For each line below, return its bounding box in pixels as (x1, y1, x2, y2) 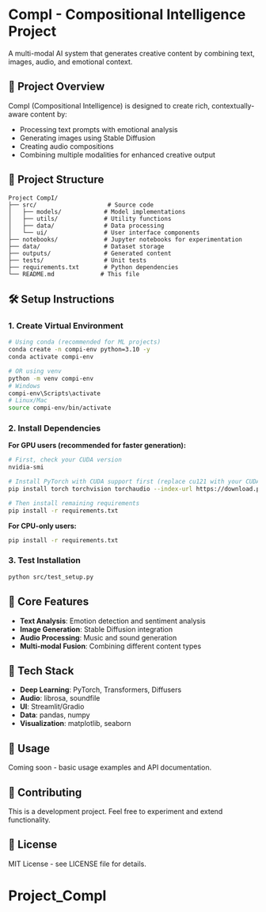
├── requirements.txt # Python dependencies (8, 263, 179, 271)
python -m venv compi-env (8, 374, 93, 382)
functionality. (8, 815, 51, 824)
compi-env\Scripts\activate (8, 389, 101, 397)
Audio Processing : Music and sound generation (19, 633, 177, 642)
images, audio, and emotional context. (8, 57, 133, 66)
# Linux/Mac (8, 397, 47, 405)
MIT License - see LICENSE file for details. (8, 859, 146, 868)
